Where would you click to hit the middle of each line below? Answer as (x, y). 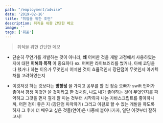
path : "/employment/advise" (34, 10)
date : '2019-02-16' (25, 14)
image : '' (15, 28)
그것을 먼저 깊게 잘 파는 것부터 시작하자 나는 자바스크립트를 (81, 98)
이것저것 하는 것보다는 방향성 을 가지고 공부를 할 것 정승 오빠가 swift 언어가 (83, 86)
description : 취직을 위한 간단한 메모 (39, 23)
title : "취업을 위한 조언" (29, 19)
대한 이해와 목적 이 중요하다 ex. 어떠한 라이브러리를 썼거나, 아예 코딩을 (88, 63)
